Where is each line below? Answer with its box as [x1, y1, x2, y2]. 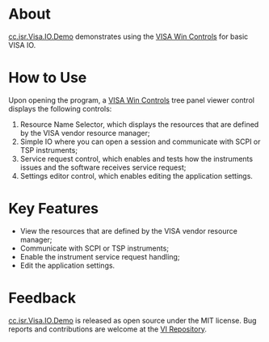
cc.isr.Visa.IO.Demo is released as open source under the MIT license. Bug [8, 315, 257, 325]
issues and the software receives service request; [19, 163, 187, 172]
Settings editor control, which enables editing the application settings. [19, 171, 253, 180]
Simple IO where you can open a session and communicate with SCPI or [19, 137, 261, 146]
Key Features [8, 200, 99, 218]
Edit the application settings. [19, 260, 116, 270]
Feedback [8, 289, 77, 307]
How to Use [8, 69, 87, 87]
